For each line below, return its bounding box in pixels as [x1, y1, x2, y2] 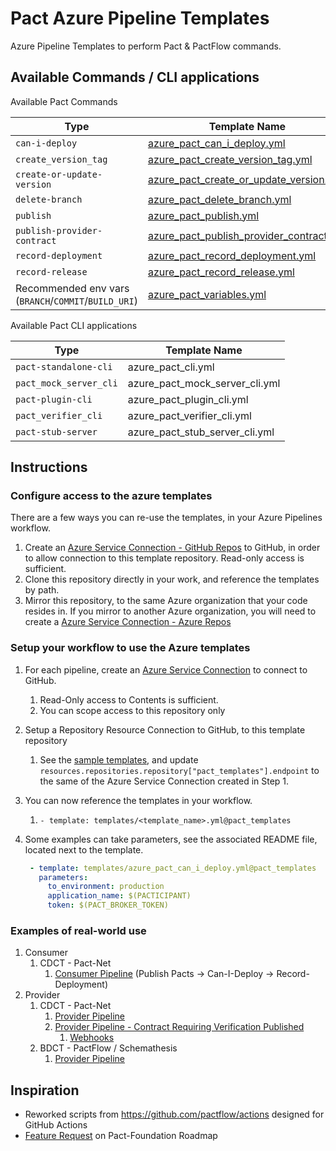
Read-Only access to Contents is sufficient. [39, 693, 219, 706]
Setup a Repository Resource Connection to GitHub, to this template [24, 723, 306, 736]
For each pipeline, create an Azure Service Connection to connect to [24, 663, 308, 676]
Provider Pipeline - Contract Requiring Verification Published [54, 1021, 305, 1033]
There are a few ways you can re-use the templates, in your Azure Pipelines [10, 512, 323, 524]
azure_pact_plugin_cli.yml [127, 392, 249, 406]
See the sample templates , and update [39, 753, 199, 766]
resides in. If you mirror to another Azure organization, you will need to [24, 605, 317, 617]
